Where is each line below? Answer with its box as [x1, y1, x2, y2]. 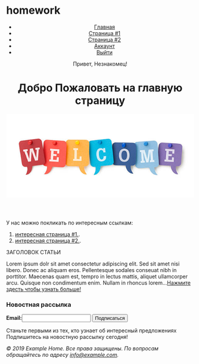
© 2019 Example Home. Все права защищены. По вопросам [6, 345, 159, 352]
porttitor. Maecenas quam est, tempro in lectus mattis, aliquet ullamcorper [6, 273, 188, 280]
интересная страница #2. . [14, 237, 82, 244]
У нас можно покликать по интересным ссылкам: [6, 219, 133, 226]
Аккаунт [94, 42, 115, 50]
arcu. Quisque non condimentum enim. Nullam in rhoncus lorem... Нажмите [6, 279, 191, 286]
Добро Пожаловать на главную [17, 81, 183, 95]
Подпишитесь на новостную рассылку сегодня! [6, 334, 128, 341]
